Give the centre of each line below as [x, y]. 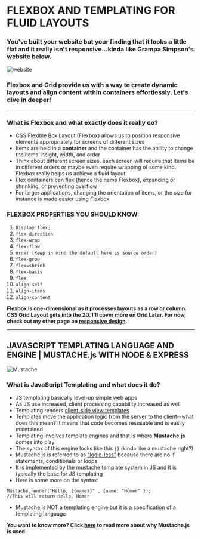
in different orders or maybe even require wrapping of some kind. [96, 167]
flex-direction [34, 234]
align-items [30, 291]
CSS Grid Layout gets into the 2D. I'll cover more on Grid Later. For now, [97, 315]
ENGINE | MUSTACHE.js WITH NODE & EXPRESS [98, 355]
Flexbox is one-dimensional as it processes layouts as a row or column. [97, 308]
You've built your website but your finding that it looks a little [97, 42]
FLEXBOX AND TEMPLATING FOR [91, 10]
